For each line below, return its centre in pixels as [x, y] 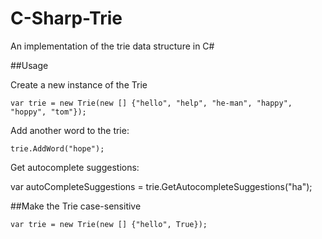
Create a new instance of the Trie [79, 84]
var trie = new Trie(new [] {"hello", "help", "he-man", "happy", [151, 103]
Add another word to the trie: [70, 130]
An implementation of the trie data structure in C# [112, 46]
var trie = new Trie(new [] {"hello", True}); [109, 224]
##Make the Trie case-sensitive [76, 206]
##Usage [29, 65]
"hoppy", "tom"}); [48, 112]
